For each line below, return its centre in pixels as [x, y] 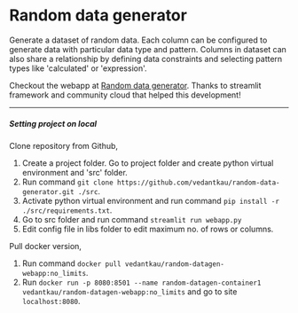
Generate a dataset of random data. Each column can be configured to [138, 40]
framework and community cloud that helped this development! [125, 95]
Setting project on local [53, 123]
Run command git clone [67, 182]
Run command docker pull [71, 263]
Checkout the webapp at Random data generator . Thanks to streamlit [135, 85]
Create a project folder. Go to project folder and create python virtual [148, 163]
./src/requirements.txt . [67, 210]
